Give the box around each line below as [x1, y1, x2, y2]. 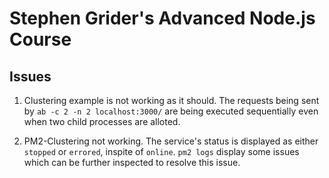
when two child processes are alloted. [23, 116, 181, 127]
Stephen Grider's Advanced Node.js [9, 7, 316, 30]
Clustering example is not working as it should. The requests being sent [23, 95, 320, 106]
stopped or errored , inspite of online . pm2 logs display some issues [23, 146, 300, 157]
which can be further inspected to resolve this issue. [23, 157, 241, 168]
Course [9, 28, 72, 51]
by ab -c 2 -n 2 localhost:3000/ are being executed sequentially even [23, 105, 319, 117]
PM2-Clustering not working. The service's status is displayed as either [23, 135, 319, 147]
